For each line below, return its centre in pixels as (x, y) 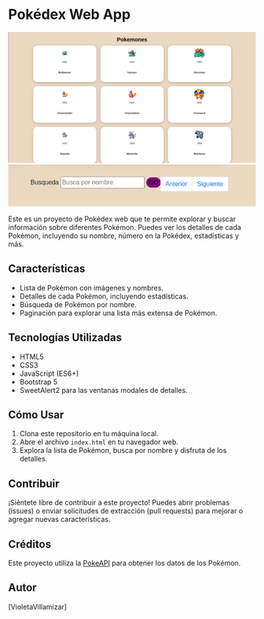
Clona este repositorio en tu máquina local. (89, 434)
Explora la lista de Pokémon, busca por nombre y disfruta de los (123, 450)
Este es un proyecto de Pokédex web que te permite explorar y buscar (122, 219)
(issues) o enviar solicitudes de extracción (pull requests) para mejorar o (126, 511)
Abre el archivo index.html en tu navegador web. (99, 442)
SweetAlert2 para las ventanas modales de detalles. (104, 390)
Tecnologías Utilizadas (65, 337)
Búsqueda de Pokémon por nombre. (78, 304)
